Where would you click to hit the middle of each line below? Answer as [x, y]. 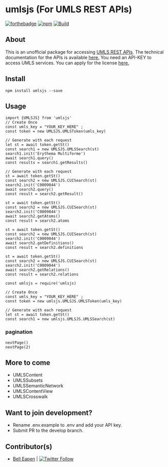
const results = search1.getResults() [46, 163]
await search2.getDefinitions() [40, 243]
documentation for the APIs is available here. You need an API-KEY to [78, 57]
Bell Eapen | [25, 459]
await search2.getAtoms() [33, 216]
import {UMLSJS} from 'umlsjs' [39, 118]
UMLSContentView [33, 391]
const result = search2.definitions [44, 248]
